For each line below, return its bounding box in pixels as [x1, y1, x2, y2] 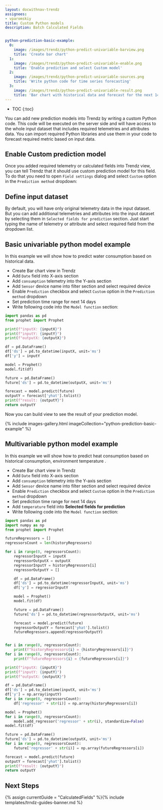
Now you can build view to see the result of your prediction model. [5, 411, 138, 417]
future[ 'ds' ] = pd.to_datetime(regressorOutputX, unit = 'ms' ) [14, 612, 140, 617]
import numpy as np [5, 522, 45, 528]
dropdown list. [5, 226, 34, 232]
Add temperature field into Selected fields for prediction [12, 504, 125, 509]
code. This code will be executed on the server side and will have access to [5, 120, 156, 126]
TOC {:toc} [12, 106, 34, 112]
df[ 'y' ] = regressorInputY [14, 585, 68, 590]
